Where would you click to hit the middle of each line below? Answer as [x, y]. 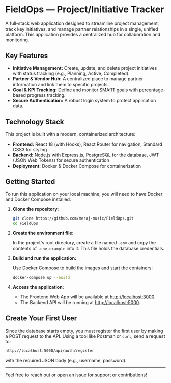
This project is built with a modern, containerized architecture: [70, 134]
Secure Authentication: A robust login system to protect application [84, 100]
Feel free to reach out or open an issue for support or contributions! [76, 375]
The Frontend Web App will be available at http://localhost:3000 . [88, 297]
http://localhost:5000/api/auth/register [50, 351]
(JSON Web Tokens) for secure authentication [61, 160]
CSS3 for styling [30, 149]
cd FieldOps [25, 223]
